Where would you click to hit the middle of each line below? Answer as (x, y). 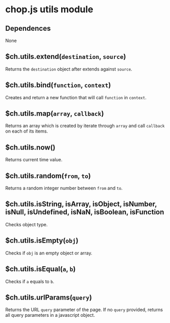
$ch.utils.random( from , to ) (48, 176)
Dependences (28, 28)
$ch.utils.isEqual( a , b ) (41, 269)
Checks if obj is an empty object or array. (49, 253)
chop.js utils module (49, 9)
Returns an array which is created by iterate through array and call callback (85, 126)
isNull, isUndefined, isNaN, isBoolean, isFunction (85, 212)
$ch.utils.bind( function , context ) (58, 85)
